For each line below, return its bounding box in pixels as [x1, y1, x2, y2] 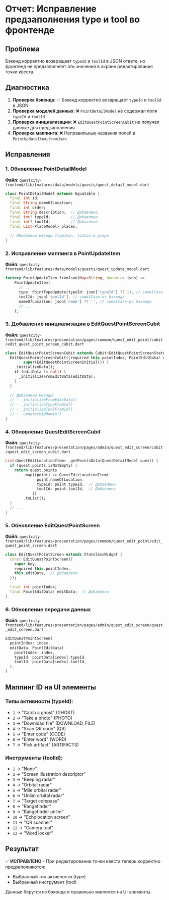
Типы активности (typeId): [5, 698, 73, 705]
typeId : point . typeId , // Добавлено [37, 482, 116, 487]
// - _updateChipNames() [10, 412, 62, 417]
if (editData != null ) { [14, 369, 66, 374]
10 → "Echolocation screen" [12, 814, 70, 820]
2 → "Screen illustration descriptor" [12, 771, 86, 777]
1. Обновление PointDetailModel [5, 165, 87, 172]
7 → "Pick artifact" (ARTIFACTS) [12, 741, 79, 747]
